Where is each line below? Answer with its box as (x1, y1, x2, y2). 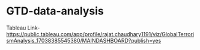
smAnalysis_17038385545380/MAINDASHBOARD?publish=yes (6, 37, 162, 44)
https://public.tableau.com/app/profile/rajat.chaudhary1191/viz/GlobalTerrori (6, 30, 194, 37)
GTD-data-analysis (6, 4, 104, 18)
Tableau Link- (6, 24, 40, 31)
